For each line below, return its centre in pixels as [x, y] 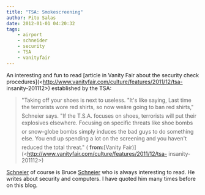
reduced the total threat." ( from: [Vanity [71, 147]
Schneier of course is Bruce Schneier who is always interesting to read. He [101, 172]
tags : [13, 29]
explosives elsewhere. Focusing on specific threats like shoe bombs [107, 123]
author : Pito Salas [31, 18]
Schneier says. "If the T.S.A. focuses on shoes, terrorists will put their [109, 116]
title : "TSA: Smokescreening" [45, 12]
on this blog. [22, 185]
